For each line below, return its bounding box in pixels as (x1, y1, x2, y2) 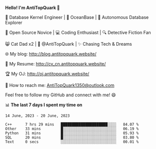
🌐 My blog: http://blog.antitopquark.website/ (5, 51, 97, 57)
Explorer (5, 20, 22, 25)
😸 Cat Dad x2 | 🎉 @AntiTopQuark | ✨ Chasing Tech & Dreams (5, 41, 132, 47)
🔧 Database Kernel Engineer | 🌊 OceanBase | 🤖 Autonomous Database (5, 14, 149, 20)
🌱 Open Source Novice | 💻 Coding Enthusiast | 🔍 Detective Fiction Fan (5, 30, 152, 35)
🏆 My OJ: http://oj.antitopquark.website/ (5, 71, 89, 76)
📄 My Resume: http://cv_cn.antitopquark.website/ (5, 61, 106, 67)
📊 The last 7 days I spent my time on (5, 102, 83, 108)
